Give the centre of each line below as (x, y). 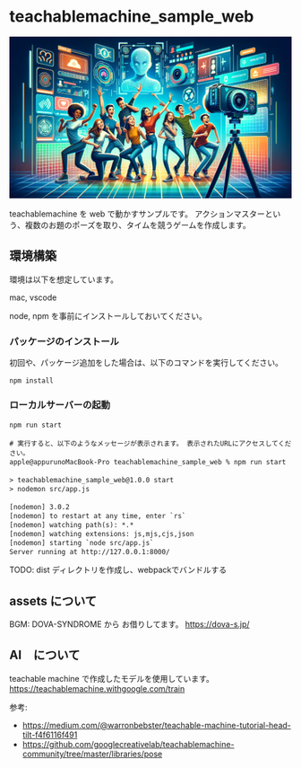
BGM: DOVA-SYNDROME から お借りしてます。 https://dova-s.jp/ (129, 624)
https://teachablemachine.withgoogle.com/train (97, 688)
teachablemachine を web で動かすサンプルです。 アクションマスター (138, 214)
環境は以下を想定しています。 (64, 279)
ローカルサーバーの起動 (60, 404)
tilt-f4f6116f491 (50, 735)
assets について (53, 600)
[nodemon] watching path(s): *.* (72, 525)
